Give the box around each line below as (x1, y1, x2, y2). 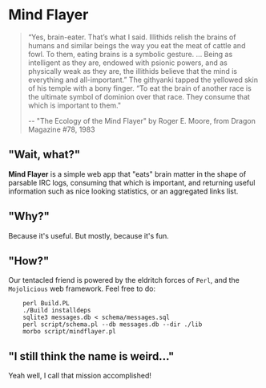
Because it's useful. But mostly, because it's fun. (8, 231, 170, 240)
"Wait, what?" (8, 148, 81, 161)
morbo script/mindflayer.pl (22, 328, 116, 336)
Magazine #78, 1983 (27, 125, 95, 134)
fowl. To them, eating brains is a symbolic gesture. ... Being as (27, 49, 233, 59)
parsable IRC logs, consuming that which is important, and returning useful (8, 178, 256, 187)
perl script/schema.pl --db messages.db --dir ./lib (22, 321, 203, 329)
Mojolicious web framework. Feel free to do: (8, 284, 156, 294)
